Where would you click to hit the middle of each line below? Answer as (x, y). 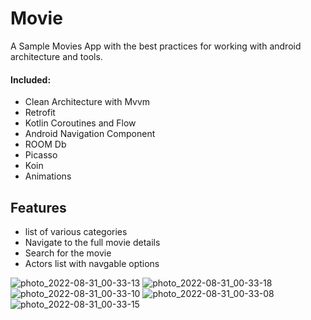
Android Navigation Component (90, 134)
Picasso (41, 155)
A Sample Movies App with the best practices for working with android (156, 46)
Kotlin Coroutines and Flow (80, 123)
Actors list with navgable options (92, 263)
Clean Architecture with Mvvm (87, 102)
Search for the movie (68, 253)
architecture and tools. (56, 56)
